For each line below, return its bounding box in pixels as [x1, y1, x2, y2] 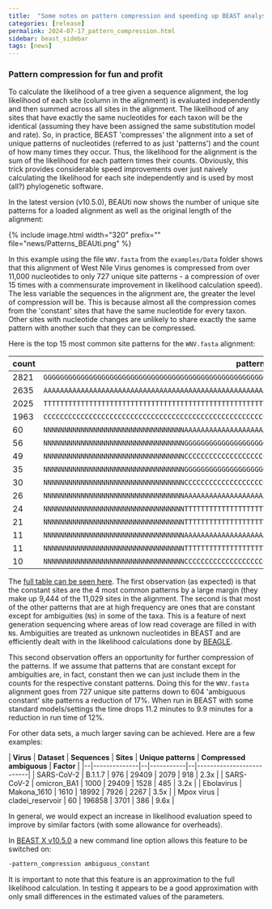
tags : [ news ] [8, 42, 53, 50]
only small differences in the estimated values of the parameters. [8, 892, 225, 902]
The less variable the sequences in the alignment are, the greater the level [8, 289, 256, 299]
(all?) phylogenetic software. [8, 181, 104, 191]
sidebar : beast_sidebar [8, 34, 89, 43]
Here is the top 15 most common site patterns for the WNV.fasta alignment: [8, 339, 256, 349]
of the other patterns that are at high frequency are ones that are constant [8, 602, 256, 612]
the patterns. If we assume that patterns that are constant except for [8, 661, 236, 671]
